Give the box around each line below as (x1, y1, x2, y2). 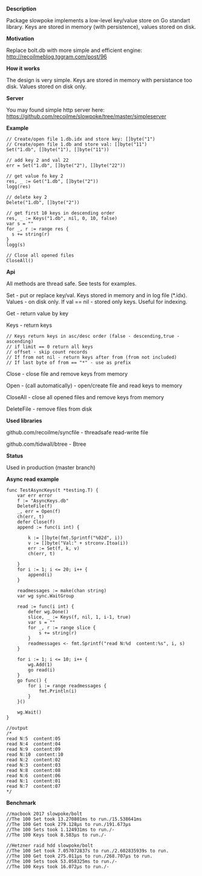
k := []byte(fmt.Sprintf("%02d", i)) (28, 535, 123, 541)
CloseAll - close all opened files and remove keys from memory (6, 394, 165, 401)
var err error (17, 492, 53, 498)
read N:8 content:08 (6, 767, 61, 773)
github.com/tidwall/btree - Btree (6, 440, 86, 448)
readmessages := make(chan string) (17, 588, 107, 594)
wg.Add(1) (28, 662, 53, 668)
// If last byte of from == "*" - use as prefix (6, 359, 131, 366)
